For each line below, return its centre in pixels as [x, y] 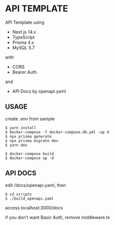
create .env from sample [30, 119]
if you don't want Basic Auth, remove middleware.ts [57, 217]
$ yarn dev [16, 145]
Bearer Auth [24, 72]
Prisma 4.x [23, 42]
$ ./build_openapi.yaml [30, 198]
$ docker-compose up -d [30, 158]
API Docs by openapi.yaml [39, 91]
